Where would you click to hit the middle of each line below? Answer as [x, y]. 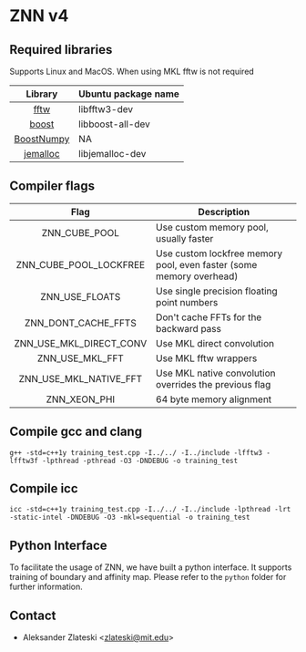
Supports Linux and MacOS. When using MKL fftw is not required [132, 71]
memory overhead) [197, 276]
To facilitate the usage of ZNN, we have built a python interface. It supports [151, 567]
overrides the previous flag [214, 384]
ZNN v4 [39, 16]
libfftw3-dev [106, 109]
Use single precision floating [217, 291]
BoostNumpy [42, 139]
